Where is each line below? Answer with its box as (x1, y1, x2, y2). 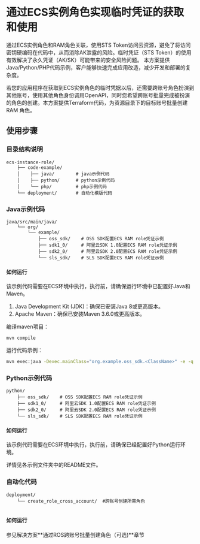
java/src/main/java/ (6, 219, 58, 225)
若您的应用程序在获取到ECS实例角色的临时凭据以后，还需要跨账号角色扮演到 (6, 84, 195, 91)
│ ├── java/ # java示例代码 (17, 171, 110, 177)
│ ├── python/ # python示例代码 (17, 177, 115, 183)
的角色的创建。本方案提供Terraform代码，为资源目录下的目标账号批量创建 (6, 99, 188, 106)
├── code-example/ (17, 164, 63, 171)
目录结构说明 (6, 145, 44, 153)
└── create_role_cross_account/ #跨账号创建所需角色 (17, 498, 145, 504)
